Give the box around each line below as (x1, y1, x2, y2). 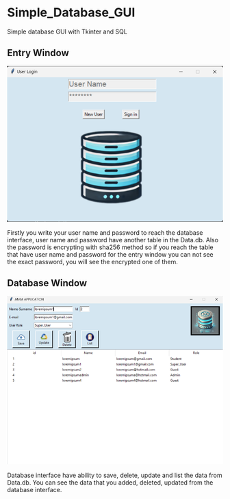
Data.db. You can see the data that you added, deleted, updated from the (7, 478, 214, 487)
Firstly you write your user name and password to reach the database (7, 229, 203, 237)
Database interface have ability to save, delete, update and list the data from (7, 471, 222, 479)
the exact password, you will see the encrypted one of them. (7, 258, 178, 266)
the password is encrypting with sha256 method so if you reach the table (7, 243, 214, 251)
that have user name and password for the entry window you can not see (7, 251, 214, 259)
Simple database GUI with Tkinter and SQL (7, 27, 128, 36)
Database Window (7, 277, 88, 289)
